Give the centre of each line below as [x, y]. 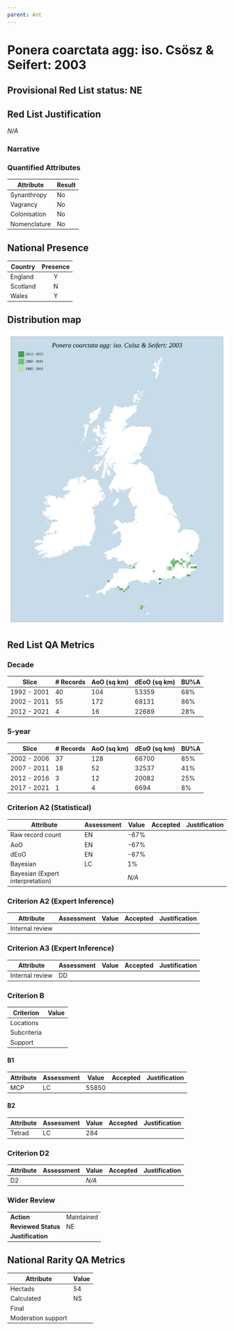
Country [23, 266]
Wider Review [31, 1200]
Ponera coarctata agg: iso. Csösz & [111, 50]
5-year [19, 731]
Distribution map [44, 320]
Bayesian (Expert [34, 873]
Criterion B [26, 995]
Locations [24, 1023]
